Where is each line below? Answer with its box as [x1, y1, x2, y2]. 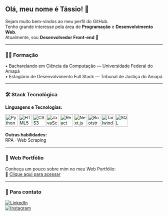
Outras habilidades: [5, 132, 47, 138]
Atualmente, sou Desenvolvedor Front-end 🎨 [5, 34, 99, 40]
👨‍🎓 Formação [5, 51, 38, 58]
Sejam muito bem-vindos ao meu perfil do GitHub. [5, 18, 109, 24]
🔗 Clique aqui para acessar [5, 171, 61, 177]
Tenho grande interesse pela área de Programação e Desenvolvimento [5, 24, 153, 30]
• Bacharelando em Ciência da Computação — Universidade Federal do [5, 63, 153, 69]
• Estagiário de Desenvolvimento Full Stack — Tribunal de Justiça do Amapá [5, 74, 162, 80]
